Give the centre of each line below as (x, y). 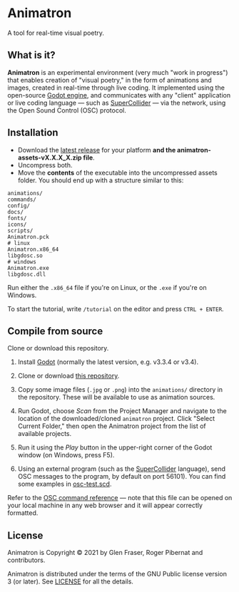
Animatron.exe (29, 268)
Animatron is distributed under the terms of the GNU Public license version (117, 574)
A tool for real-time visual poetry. (56, 33)
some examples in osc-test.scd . (65, 484)
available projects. (45, 434)
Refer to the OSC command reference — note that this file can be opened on (120, 498)
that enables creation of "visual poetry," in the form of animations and (110, 80)
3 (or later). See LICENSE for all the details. (71, 581)
